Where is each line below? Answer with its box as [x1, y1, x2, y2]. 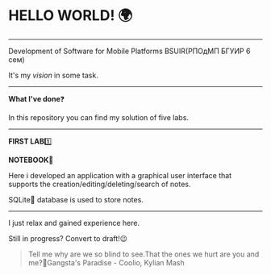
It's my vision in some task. [8, 70, 98, 80]
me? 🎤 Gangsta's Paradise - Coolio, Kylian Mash [27, 257, 185, 267]
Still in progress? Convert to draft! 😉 [8, 233, 127, 243]
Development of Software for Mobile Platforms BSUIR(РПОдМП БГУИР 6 [8, 46, 251, 56]
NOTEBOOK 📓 [8, 155, 54, 165]
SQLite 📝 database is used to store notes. [8, 194, 144, 204]
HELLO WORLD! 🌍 [8, 6, 133, 25]
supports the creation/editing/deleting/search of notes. [8, 179, 191, 189]
